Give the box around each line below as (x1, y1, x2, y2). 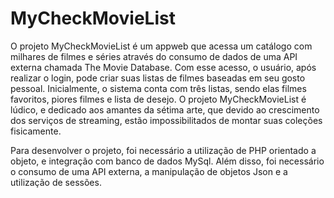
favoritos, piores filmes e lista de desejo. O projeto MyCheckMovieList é (10, 93, 307, 105)
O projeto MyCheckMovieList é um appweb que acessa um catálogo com (10, 40, 313, 52)
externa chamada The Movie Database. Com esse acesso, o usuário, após (10, 61, 317, 73)
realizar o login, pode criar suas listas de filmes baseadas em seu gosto (10, 72, 306, 84)
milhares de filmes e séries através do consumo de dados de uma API (10, 50, 298, 62)
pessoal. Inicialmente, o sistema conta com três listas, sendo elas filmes (10, 82, 307, 94)
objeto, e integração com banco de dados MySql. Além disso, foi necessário (10, 155, 325, 167)
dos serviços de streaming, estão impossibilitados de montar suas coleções (10, 114, 323, 126)
